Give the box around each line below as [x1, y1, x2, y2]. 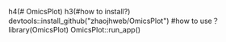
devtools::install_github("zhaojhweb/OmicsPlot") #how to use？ [8, 16, 220, 25]
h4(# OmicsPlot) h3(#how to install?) [8, 7, 131, 16]
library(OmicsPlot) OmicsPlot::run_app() [8, 25, 141, 34]
